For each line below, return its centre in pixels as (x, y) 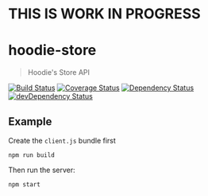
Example (30, 122)
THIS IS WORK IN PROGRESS (104, 14)
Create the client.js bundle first (62, 140)
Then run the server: (42, 170)
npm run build (32, 155)
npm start (25, 184)
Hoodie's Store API (58, 73)
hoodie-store (52, 51)
